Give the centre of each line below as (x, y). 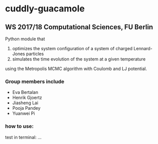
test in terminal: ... (23, 137)
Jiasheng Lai (25, 103)
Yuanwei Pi (24, 113)
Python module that (25, 39)
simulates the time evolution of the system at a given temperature (79, 59)
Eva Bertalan (25, 92)
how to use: (20, 126)
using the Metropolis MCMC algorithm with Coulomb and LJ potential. (76, 69)
